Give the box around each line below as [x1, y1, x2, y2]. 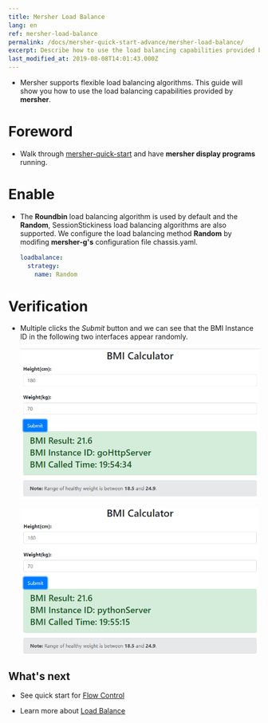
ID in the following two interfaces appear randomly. [19, 332, 189, 342]
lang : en [8, 21, 37, 29]
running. [19, 157, 48, 167]
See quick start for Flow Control [19, 690, 125, 701]
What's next [8, 670, 70, 683]
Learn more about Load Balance [19, 706, 126, 716]
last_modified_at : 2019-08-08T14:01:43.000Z [8, 55, 159, 63]
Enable [8, 186, 55, 203]
